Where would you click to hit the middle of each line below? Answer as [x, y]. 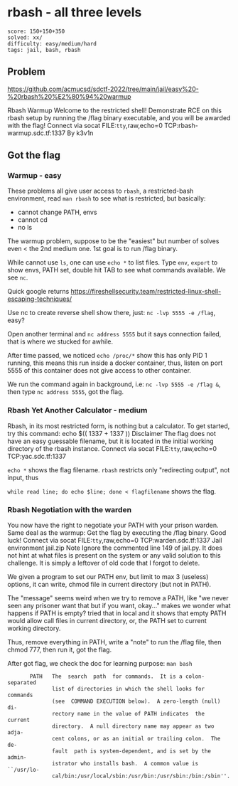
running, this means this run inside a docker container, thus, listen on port [115, 363]
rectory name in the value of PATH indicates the [128, 714]
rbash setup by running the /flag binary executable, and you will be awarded [119, 117]
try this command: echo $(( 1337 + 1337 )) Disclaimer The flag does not [112, 433]
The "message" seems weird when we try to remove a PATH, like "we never [118, 598]
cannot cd [32, 220]
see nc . [18, 277]
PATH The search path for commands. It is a [106, 676]
